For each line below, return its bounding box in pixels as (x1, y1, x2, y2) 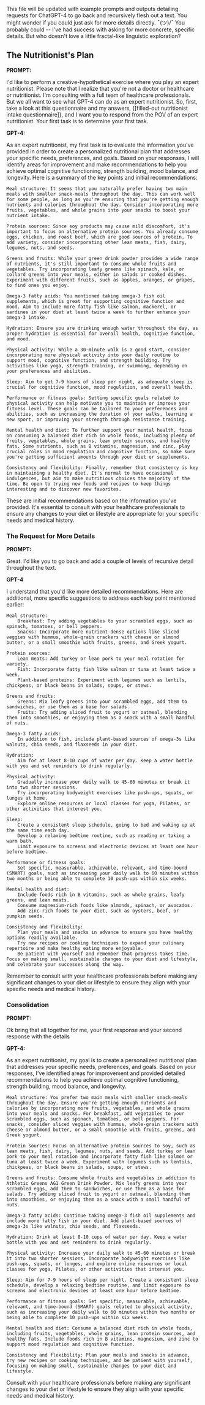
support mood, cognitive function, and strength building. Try (6, 357, 171, 364)
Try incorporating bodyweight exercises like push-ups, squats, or (17, 790, 193, 796)
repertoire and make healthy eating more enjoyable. (6, 946, 144, 952)
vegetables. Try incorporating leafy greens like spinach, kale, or (6, 266, 185, 272)
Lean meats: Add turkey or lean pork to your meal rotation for (17, 656, 185, 662)
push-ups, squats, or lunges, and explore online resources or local (6, 1261, 188, 1267)
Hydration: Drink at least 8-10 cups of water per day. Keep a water (6, 1234, 188, 1241)
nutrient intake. (6, 212, 51, 218)
